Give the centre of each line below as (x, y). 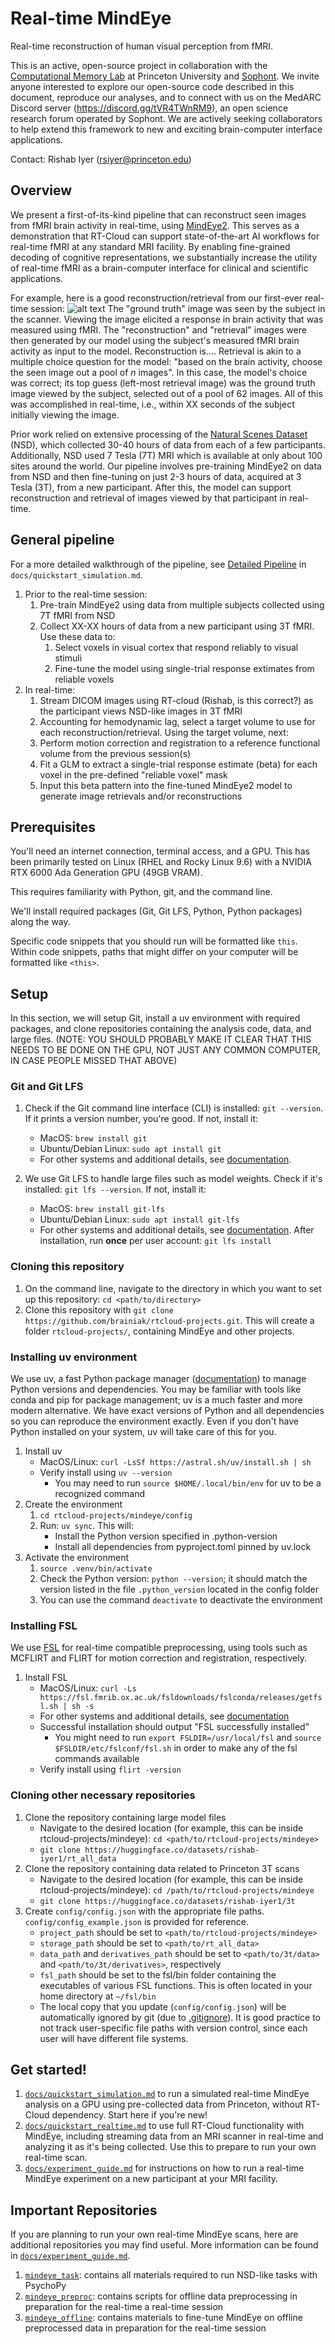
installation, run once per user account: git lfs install (155, 1241)
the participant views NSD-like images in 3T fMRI (141, 711)
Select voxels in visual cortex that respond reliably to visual (176, 647)
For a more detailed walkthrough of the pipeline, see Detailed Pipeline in (158, 564)
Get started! (48, 2070)
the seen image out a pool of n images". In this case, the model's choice (159, 372)
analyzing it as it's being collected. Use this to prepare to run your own (170, 2147)
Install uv (43, 1451)
